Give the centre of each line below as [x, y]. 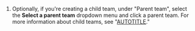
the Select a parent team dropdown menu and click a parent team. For [101, 15]
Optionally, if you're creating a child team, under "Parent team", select [99, 9]
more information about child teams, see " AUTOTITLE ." [81, 22]
